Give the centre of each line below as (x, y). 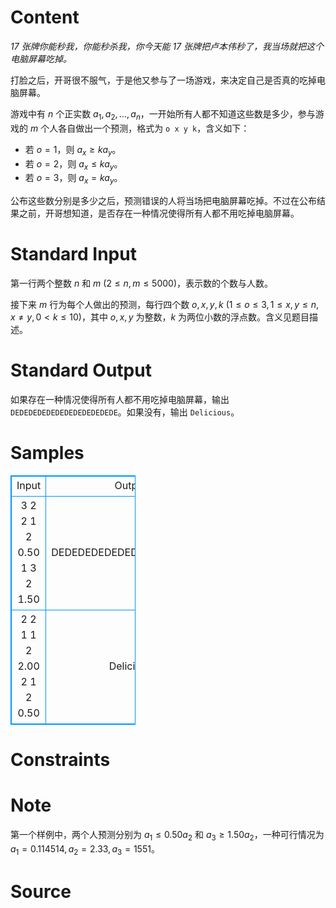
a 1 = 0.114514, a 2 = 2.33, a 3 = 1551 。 (85, 849)
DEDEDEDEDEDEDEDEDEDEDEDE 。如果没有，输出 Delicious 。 (125, 412)
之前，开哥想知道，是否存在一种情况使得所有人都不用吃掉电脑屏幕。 (159, 213)
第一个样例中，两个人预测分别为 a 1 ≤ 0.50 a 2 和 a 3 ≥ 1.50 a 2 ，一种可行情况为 (167, 836)
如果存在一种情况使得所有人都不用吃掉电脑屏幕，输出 (120, 399)
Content (45, 17)
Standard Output (81, 370)
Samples (47, 453)
